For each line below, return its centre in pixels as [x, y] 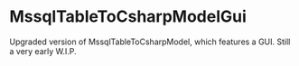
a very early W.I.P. [43, 51]
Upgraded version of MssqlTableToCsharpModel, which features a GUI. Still [150, 42]
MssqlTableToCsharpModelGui [128, 17]
